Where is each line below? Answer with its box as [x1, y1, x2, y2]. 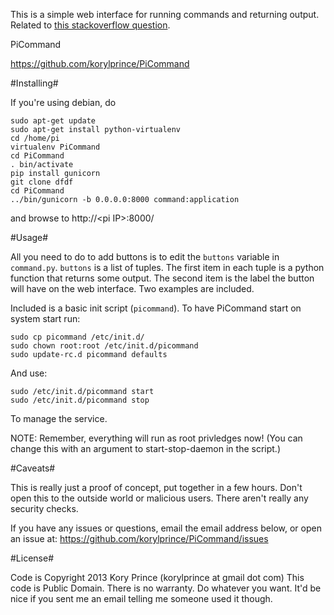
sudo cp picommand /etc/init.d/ [10, 332, 145, 342]
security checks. [10, 503, 79, 514]
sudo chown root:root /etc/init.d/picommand [10, 341, 199, 351]
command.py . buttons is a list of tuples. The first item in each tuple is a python [10, 262, 325, 273]
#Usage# [10, 232, 49, 243]
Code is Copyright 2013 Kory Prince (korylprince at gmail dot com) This [10, 572, 305, 583]
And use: [10, 367, 48, 379]
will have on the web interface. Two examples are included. [10, 283, 255, 294]
